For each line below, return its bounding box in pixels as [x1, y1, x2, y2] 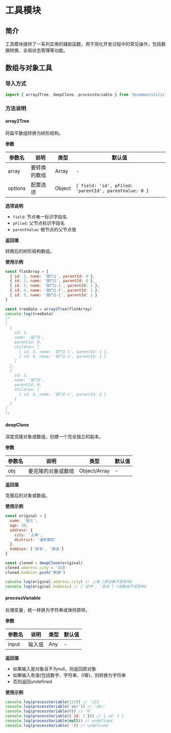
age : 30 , [10, 523, 28, 528]
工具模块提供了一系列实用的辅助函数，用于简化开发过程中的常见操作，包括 [5, 41, 161, 47]
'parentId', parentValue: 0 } [75, 188, 149, 193]
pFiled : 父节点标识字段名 [12, 220, 65, 226]
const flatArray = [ [5, 269, 49, 274]
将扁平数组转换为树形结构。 [5, 130, 64, 136]
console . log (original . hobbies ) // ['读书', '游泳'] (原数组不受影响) [5, 584, 148, 589]
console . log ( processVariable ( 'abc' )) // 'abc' [5, 704, 106, 709]
